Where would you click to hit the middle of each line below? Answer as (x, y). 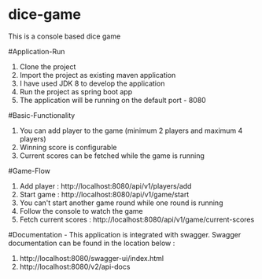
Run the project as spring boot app (76, 91)
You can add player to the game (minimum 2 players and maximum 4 (131, 130)
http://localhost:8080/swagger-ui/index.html (91, 258)
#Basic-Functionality (42, 115)
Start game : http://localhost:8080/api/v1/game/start (104, 194)
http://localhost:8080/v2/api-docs (75, 266)
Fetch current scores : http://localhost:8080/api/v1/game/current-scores (137, 219)
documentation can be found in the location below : (92, 243)
